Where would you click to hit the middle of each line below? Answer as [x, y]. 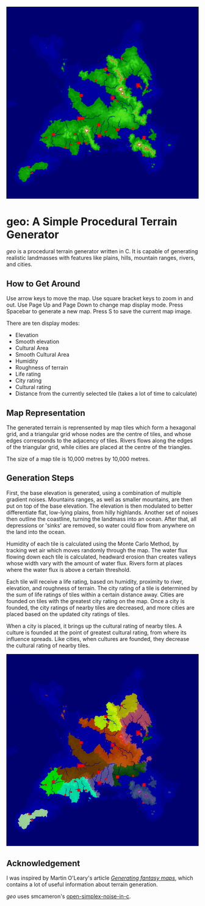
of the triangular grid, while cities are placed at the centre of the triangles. [99, 447]
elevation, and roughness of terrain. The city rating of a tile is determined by [102, 588]
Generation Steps [40, 478]
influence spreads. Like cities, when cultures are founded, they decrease [98, 639]
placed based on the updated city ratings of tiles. [68, 614]
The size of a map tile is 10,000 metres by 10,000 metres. [78, 459]
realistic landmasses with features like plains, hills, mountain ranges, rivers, [101, 258]
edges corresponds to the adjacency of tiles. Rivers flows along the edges [100, 440]
